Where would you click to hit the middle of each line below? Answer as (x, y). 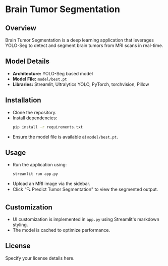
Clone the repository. (34, 112)
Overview (21, 28)
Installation (23, 100)
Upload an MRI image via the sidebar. (51, 184)
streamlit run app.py (35, 174)
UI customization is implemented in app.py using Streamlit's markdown (86, 219)
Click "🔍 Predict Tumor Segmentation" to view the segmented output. (85, 189)
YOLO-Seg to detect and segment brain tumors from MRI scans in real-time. (84, 46)
